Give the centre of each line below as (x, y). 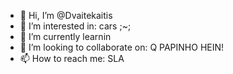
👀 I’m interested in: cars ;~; (75, 26)
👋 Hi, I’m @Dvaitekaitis (66, 15)
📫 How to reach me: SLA (72, 58)
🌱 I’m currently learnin (65, 36)
